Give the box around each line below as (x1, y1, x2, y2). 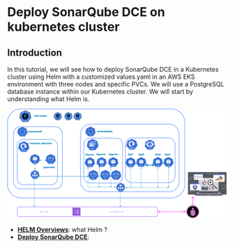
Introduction (7, 47, 63, 59)
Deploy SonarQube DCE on (7, 4, 166, 20)
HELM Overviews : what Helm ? (17, 226, 108, 234)
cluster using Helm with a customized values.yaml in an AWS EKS (7, 72, 195, 81)
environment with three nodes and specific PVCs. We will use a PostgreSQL (7, 80, 225, 88)
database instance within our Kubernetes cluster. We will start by (7, 88, 194, 95)
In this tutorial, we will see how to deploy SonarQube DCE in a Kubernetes (7, 65, 219, 73)
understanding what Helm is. (7, 95, 90, 103)
